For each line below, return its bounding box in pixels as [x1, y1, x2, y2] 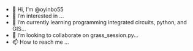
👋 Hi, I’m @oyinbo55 [12, 6, 64, 13]
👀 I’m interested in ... [12, 12, 64, 19]
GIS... [12, 25, 26, 32]
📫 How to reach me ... [12, 38, 69, 46]
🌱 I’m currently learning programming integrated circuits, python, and [12, 19, 187, 25]
